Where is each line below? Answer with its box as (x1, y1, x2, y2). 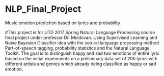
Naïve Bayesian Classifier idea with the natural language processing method (5, 39, 159, 45)
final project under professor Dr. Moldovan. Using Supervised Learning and (5, 35, 157, 40)
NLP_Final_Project (5, 3, 81, 15)
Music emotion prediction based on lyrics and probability (5, 20, 120, 26)
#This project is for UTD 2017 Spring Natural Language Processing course (5, 29, 155, 35)
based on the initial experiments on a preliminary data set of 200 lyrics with (5, 55, 158, 61)
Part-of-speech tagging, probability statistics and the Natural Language (5, 45, 150, 51)
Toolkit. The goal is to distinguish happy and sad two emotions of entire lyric (5, 50, 160, 56)
